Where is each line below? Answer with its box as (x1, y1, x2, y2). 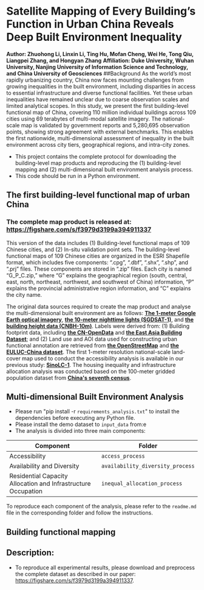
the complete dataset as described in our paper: (15, 570, 136, 577)
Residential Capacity (9, 472, 68, 480)
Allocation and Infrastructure (9, 480, 91, 488)
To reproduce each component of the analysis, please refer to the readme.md (6, 503, 197, 510)
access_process (101, 453, 146, 460)
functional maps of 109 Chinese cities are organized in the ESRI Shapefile (6, 252, 190, 260)
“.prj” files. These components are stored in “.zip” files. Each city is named (6, 265, 192, 272)
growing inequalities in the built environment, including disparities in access (6, 82, 196, 90)
